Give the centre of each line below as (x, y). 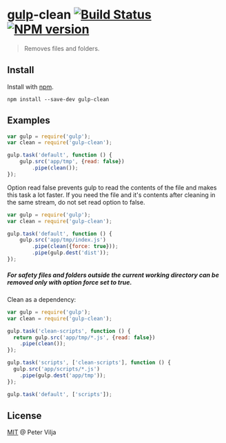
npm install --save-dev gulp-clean (58, 99)
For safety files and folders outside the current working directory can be (113, 275)
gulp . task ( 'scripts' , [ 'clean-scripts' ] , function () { (89, 363)
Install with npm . (30, 87)
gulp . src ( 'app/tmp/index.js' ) (63, 240)
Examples (29, 121)
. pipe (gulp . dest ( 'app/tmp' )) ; (63, 375)
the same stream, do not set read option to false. (76, 202)
